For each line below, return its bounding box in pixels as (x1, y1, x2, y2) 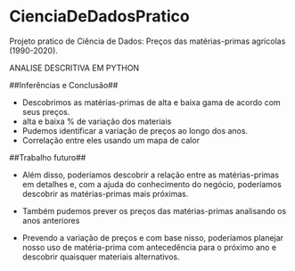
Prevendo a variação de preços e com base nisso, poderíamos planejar (21, 232, 283, 242)
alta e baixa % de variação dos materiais (21, 116, 172, 127)
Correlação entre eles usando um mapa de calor (21, 135, 201, 145)
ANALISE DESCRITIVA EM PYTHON (9, 62, 140, 73)
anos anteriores (21, 215, 80, 226)
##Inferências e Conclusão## (9, 79, 119, 90)
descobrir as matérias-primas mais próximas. (21, 188, 189, 199)
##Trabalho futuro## (9, 152, 86, 162)
